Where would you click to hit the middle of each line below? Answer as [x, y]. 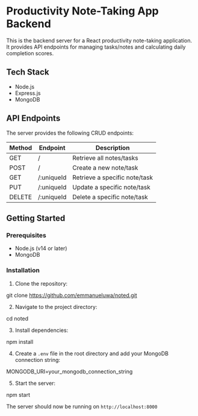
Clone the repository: [41, 283]
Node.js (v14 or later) [41, 248]
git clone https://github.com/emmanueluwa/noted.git [72, 295]
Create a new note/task [105, 168]
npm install [20, 341]
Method [21, 147]
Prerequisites [26, 235]
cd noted [17, 318]
